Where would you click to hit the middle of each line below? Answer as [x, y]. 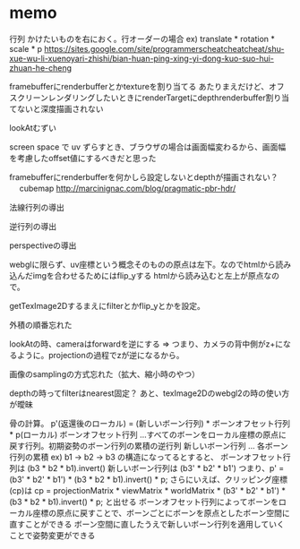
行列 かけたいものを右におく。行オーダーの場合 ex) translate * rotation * [142, 39]
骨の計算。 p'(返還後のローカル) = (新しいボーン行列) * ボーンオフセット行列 [150, 423]
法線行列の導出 [37, 207]
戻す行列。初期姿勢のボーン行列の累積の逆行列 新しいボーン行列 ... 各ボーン [149, 445]
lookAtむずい [33, 127]
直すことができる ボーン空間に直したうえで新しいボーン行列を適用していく [147, 524]
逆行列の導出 [33, 226]
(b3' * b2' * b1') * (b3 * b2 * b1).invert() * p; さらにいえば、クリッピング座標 [149, 479]
